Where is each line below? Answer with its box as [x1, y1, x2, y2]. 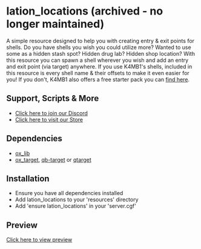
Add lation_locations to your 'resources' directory [15, 196, 139, 204]
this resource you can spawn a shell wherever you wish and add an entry [6, 56, 189, 64]
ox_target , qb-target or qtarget [15, 156, 92, 163]
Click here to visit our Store [15, 116, 84, 123]
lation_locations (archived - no [6, 4, 163, 18]
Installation [6, 173, 50, 184]
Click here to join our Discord [15, 109, 88, 116]
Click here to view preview [6, 236, 73, 244]
